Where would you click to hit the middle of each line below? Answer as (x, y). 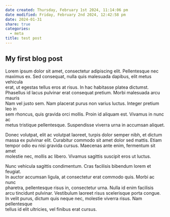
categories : (18, 29)
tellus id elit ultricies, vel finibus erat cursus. (51, 209)
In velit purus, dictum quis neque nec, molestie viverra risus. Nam (74, 198)
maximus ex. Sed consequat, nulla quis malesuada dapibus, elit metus (78, 76)
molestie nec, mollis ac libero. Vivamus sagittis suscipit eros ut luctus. (78, 156)
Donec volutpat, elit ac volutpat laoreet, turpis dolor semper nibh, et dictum (84, 134)
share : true (18, 24)
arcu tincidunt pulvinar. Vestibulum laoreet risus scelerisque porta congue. (83, 193)
